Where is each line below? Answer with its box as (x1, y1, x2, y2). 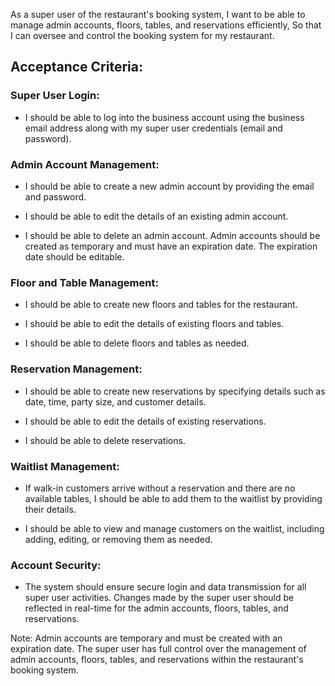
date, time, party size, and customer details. (24, 395, 207, 408)
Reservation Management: (10, 362, 143, 376)
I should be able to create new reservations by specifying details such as (24, 385, 326, 397)
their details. (24, 503, 77, 515)
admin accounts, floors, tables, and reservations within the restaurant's (10, 654, 304, 666)
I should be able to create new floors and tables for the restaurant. (24, 299, 298, 311)
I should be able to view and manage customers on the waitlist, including (24, 522, 325, 534)
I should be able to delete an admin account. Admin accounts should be (24, 229, 321, 241)
